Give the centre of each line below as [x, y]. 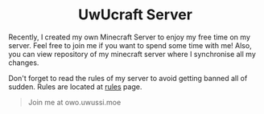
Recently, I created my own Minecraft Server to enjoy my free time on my [130, 37]
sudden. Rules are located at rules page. [75, 87]
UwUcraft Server [135, 15]
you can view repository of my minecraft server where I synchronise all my [132, 54]
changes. [24, 63]
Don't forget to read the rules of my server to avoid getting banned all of [128, 78]
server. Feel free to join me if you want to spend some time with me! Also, [130, 45]
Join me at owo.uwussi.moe [74, 102]
